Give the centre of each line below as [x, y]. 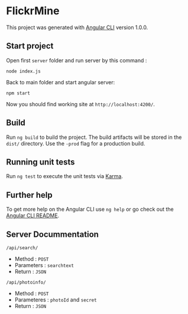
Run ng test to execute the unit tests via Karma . [64, 176]
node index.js [24, 71]
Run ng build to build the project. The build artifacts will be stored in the [94, 137]
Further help [30, 195]
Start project [30, 46]
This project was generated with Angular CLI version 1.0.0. [77, 27]
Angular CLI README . [33, 215]
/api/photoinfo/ [26, 283]
